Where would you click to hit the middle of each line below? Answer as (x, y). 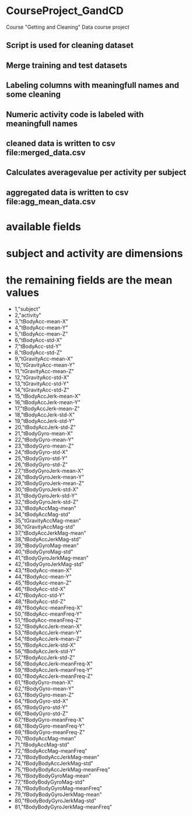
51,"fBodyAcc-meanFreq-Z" (48, 620)
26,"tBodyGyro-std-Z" (41, 465)
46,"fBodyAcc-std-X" (40, 589)
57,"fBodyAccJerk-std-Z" (45, 657)
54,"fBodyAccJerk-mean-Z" (48, 639)
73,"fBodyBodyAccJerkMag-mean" (57, 757)
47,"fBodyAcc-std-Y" (40, 595)
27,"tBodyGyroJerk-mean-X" (49, 470)
